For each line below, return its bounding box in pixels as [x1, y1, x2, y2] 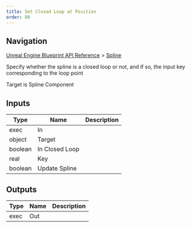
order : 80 [6, 14, 31, 20]
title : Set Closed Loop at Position [6, 8, 96, 15]
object [9, 136, 27, 144]
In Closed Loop [37, 145, 80, 153]
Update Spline [37, 164, 77, 172]
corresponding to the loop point [6, 69, 84, 77]
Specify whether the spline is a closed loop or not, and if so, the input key [6, 63, 186, 70]
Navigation [6, 36, 47, 46]
